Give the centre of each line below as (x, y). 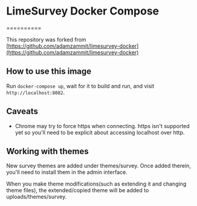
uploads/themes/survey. (37, 197)
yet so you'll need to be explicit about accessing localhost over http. (100, 132)
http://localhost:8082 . (36, 92)
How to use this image (49, 72)
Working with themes (47, 151)
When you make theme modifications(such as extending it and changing (96, 184)
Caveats (22, 111)
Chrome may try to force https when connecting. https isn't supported (102, 126)
